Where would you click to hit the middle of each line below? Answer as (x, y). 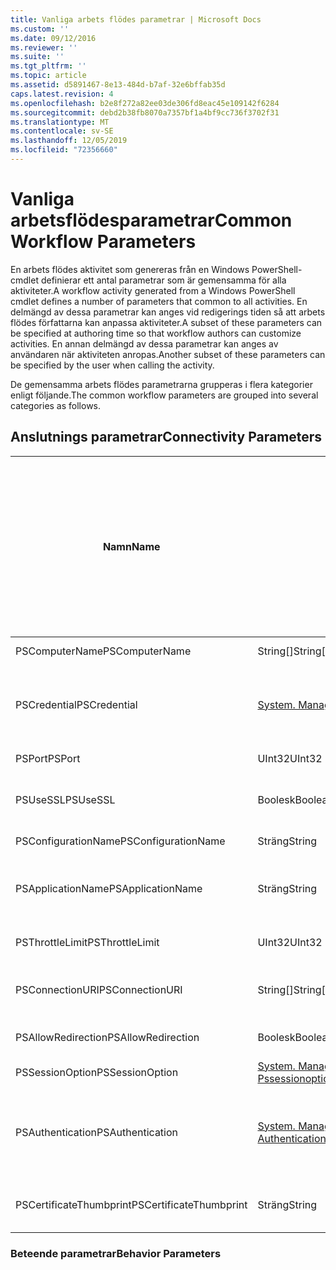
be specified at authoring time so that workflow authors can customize (156, 333)
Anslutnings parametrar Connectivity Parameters (166, 437)
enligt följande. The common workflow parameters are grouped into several (164, 395)
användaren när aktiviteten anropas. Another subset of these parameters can (168, 354)
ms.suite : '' (37, 57)
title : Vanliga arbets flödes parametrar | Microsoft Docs (136, 19)
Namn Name (131, 546)
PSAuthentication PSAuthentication (97, 1132)
